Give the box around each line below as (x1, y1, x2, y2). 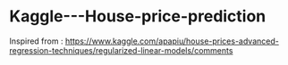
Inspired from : (9, 36, 64, 46)
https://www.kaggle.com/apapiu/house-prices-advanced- (64, 36, 279, 46)
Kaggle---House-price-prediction (9, 6, 267, 27)
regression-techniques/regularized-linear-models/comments (9, 45, 233, 55)
